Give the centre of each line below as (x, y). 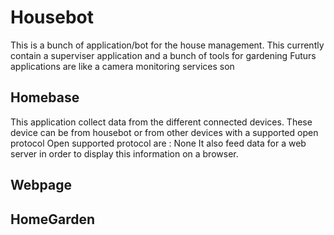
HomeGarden (53, 219)
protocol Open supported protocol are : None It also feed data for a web (158, 143)
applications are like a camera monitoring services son (122, 66)
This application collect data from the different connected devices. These (161, 122)
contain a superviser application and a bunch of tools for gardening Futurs (163, 55)
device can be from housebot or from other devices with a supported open (164, 132)
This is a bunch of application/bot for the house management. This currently (167, 45)
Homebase (45, 97)
